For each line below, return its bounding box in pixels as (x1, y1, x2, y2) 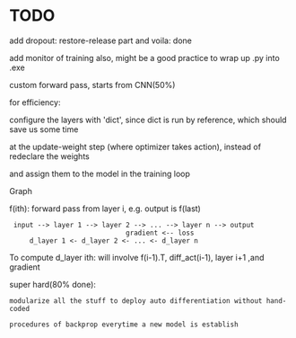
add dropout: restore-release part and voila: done (9, 35, 193, 46)
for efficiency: (9, 96, 61, 108)
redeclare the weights (9, 150, 90, 162)
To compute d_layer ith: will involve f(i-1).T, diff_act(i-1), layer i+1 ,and (9, 252, 265, 262)
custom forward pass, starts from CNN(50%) (9, 79, 176, 90)
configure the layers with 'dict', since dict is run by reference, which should (9, 114, 287, 125)
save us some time (9, 123, 79, 135)
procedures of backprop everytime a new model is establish (9, 320, 239, 329)
